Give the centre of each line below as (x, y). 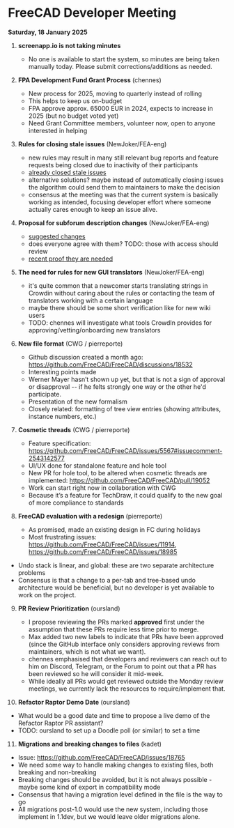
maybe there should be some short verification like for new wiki (119, 307)
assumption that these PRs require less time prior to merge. (114, 629)
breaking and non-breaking (57, 772)
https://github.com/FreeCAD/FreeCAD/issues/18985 (103, 551)
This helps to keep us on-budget (75, 101)
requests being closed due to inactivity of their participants (113, 164)
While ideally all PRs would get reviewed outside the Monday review (126, 681)
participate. (45, 394)
